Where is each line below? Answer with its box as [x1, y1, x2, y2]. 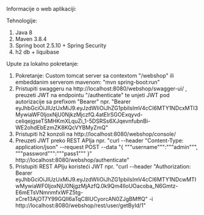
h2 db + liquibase [15, 48, 59, 56]
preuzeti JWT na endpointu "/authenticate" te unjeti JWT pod [15, 92, 170, 98]
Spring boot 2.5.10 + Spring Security [15, 42, 107, 49]
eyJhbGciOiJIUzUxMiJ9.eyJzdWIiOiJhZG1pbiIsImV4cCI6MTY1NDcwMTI [15, 176, 197, 183]
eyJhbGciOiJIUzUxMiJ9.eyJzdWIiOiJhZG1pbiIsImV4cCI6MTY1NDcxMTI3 [15, 104, 199, 112]
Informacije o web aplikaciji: [6, 5, 76, 12]
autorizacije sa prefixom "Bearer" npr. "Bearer [15, 98, 131, 105]
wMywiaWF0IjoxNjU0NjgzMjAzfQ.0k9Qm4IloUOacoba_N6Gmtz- [15, 183, 178, 189]
